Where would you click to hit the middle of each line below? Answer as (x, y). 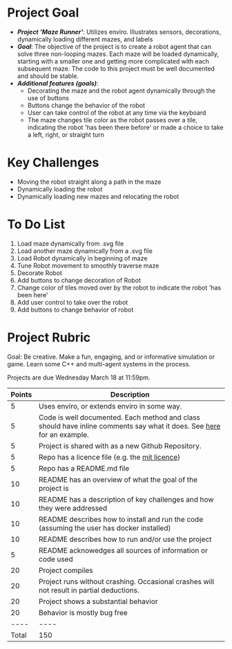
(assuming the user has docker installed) (105, 528)
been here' (32, 294)
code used (56, 559)
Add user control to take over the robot (72, 302)
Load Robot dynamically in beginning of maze (82, 258)
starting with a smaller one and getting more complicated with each (113, 61)
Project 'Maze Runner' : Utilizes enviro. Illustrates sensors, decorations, (119, 32)
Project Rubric (49, 337)
